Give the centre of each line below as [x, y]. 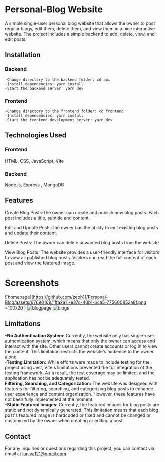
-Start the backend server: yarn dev [44, 88]
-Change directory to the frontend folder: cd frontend [64, 111]
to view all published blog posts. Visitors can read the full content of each [81, 257]
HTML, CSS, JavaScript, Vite [35, 161]
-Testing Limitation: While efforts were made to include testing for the [77, 362]
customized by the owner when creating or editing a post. [64, 421]
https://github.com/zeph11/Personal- [71, 297]
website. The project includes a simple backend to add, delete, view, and [80, 34]
